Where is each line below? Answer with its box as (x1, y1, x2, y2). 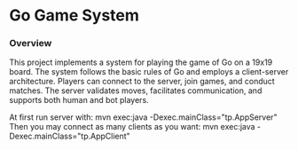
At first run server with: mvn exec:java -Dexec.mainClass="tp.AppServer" (9, 112, 278, 122)
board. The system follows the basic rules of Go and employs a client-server (9, 67, 289, 77)
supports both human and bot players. (9, 95, 149, 106)
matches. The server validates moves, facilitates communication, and (9, 85, 263, 96)
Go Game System (9, 5, 140, 26)
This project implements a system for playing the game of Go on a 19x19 (9, 57, 273, 67)
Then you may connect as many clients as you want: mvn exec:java (9, 122, 255, 132)
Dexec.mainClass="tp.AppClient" (9, 130, 130, 142)
